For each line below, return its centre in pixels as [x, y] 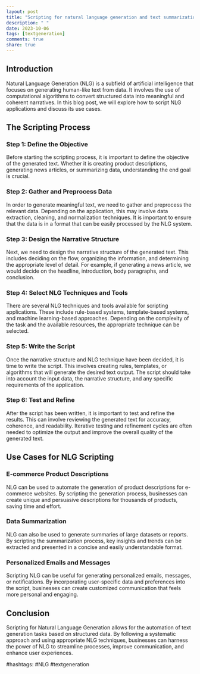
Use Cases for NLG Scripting [60, 457]
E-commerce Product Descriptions [57, 474]
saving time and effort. [34, 506]
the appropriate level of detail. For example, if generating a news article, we [99, 264]
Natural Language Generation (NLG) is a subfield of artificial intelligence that [100, 83]
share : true [21, 45]
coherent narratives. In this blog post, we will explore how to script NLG [94, 102]
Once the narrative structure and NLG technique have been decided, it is [95, 359]
